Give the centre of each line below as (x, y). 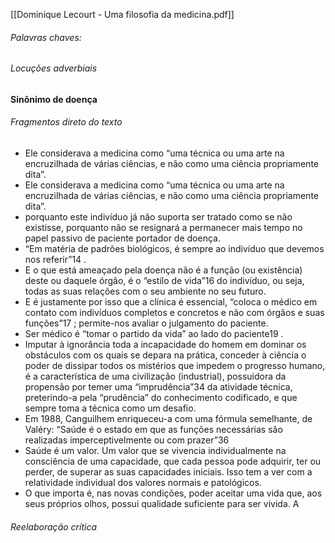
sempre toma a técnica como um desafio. (110, 408)
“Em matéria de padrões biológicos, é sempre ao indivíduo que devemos (174, 249)
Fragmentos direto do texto (66, 122)
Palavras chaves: (46, 37)
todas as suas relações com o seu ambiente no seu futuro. (145, 291)
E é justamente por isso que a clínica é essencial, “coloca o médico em (171, 302)
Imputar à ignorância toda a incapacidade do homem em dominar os (165, 345)
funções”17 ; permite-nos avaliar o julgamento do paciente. (146, 323)
